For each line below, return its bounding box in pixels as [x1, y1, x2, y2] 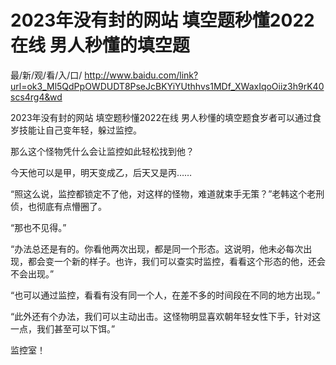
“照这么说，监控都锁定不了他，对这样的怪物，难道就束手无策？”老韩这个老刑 [10, 187, 325, 200]
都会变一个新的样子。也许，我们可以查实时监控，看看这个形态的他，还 [27, 255, 317, 267]
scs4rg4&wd [10, 91, 63, 103]
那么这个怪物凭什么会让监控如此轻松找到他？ [10, 145, 195, 157]
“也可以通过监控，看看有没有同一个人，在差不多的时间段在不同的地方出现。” [10, 289, 321, 301]
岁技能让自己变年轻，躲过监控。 [10, 124, 142, 136]
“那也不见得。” [10, 221, 67, 233]
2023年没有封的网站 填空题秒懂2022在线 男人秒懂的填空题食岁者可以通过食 [10, 111, 322, 123]
